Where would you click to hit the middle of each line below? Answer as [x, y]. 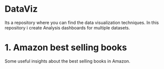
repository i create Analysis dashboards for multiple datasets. [67, 27]
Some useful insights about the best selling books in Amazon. [68, 61]
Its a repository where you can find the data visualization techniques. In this [82, 23]
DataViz [21, 9]
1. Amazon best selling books [66, 48]
